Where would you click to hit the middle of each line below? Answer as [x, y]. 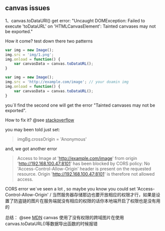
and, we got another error [31, 149]
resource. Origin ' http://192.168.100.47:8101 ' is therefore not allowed [86, 174]
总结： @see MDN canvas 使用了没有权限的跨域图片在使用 [65, 217]
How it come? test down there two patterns [49, 41]
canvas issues [28, 8]
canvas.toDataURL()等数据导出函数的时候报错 [51, 224]
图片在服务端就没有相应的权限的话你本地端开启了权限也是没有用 [96, 201]
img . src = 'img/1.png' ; [30, 55]
